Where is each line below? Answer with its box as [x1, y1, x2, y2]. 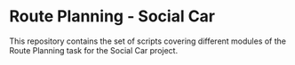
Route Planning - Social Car [9, 6, 216, 27]
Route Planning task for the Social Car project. [9, 45, 179, 55]
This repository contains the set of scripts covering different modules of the [9, 36, 287, 46]
